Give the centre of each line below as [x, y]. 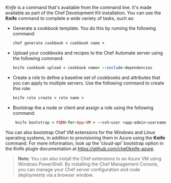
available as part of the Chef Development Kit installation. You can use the [83, 13]
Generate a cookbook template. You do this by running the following [84, 28]
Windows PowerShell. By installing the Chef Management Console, [88, 164]
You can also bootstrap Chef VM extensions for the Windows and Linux [80, 132]
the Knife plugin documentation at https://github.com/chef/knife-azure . [80, 149]
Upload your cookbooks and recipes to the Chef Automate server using [88, 53]
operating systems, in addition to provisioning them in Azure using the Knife [85, 137]
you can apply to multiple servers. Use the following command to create [88, 83]
